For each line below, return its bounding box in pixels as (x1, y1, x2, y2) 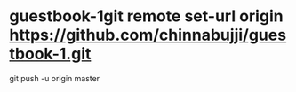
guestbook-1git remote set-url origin (9, 6, 284, 27)
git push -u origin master (9, 73, 100, 83)
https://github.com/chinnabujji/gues (9, 25, 287, 45)
